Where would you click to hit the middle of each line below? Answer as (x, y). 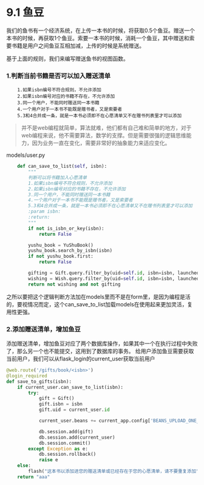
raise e (49, 460)
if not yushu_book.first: (61, 256)
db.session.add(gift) (66, 432)
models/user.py (26, 155)
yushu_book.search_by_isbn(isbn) (70, 251)
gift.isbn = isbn (61, 404)
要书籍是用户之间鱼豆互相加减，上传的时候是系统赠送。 (75, 46)
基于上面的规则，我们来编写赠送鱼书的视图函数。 (67, 58)
